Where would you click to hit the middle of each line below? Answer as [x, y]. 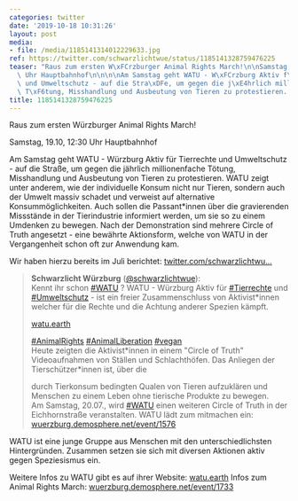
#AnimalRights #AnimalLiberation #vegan [106, 341]
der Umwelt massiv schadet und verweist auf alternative [112, 197]
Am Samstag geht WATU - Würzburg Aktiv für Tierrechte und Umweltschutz [148, 160]
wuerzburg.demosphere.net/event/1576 [103, 424]
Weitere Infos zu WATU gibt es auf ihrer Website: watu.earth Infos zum [138, 478]
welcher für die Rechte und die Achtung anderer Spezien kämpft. [149, 307]
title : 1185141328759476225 [61, 100]
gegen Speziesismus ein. [55, 460]
